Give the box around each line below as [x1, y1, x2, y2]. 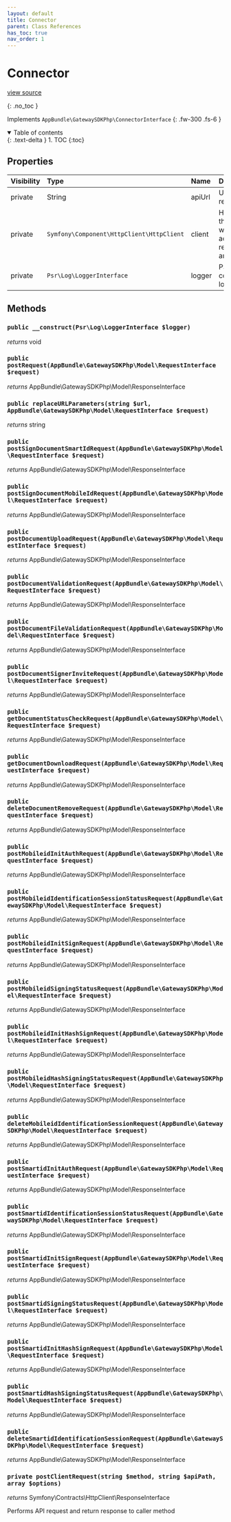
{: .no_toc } [7, 101, 38, 110]
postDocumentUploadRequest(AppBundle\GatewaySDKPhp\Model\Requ [7, 534, 223, 543]
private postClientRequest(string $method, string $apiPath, [7, 1472, 217, 1481]
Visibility [10, 176, 41, 186]
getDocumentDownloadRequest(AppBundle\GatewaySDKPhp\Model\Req [7, 760, 223, 768]
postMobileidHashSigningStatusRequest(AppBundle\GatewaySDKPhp [7, 1075, 223, 1082]
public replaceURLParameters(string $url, [7, 400, 151, 407]
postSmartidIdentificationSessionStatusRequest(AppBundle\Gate [7, 1209, 223, 1218]
